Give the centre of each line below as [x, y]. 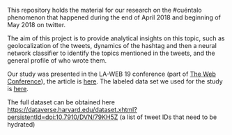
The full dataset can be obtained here [61, 102]
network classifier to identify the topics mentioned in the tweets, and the [111, 53]
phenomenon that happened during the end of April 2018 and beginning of [114, 17]
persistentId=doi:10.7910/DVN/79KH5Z [63, 117]
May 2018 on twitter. [37, 25]
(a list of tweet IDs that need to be [168, 117]
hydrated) [21, 124]
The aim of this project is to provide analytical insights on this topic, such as [116, 38]
